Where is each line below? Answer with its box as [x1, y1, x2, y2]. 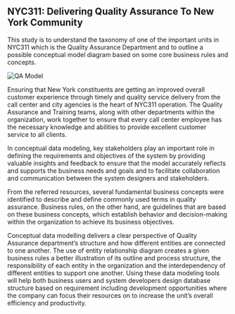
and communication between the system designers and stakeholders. [7, 174, 210, 182]
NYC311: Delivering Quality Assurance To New [7, 6, 215, 18]
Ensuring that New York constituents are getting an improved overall [7, 85, 205, 94]
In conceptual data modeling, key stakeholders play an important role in [7, 144, 215, 152]
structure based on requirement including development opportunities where [7, 284, 227, 292]
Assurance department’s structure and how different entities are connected [7, 238, 226, 247]
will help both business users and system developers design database [7, 276, 211, 284]
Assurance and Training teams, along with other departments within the [7, 107, 215, 116]
